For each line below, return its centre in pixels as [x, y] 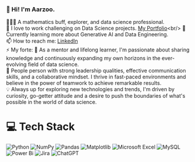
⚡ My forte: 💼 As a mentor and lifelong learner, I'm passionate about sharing [98, 50]
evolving [16, 64]
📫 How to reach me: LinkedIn [42, 41]
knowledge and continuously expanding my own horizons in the [83, 58]
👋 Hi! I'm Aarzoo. [31, 9]
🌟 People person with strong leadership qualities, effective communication [96, 71]
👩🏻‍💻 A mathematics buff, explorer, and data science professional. [85, 22]
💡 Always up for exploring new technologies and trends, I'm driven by [90, 89]
